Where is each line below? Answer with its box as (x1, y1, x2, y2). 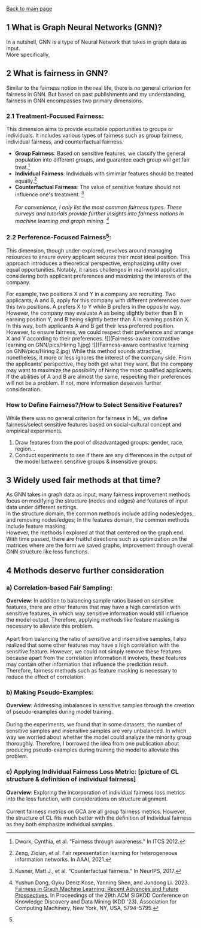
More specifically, (6, 51, 50, 58)
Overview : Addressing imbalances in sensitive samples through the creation (6, 702, 194, 709)
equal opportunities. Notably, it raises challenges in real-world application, (6, 266, 190, 273)
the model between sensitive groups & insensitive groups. (14, 458, 158, 465)
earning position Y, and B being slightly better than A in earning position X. (6, 316, 190, 323)
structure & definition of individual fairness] (6, 775, 136, 783)
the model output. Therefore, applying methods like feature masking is (6, 616, 179, 623)
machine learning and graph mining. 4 (14, 216, 109, 224)
